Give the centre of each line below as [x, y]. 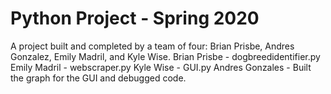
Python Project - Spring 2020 [135, 18]
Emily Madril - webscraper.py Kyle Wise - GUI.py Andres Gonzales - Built [161, 67]
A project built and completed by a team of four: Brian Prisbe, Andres [152, 46]
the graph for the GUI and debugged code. [98, 78]
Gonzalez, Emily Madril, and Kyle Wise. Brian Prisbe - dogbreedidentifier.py [165, 56]
